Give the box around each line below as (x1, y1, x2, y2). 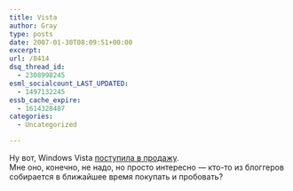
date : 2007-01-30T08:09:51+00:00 (9, 37, 133, 47)
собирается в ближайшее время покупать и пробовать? (9, 171, 224, 182)
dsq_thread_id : (9, 63, 66, 72)
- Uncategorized (17, 121, 77, 130)
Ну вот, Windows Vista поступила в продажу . (9, 153, 179, 163)
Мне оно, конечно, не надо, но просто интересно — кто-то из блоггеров (9, 162, 284, 172)
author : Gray (9, 21, 58, 30)
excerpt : (9, 46, 42, 55)
